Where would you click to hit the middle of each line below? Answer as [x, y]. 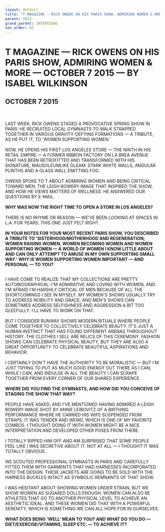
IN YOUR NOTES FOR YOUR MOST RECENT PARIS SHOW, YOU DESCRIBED [82, 233]
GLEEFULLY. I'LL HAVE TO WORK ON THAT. [50, 311]
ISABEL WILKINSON [46, 83]
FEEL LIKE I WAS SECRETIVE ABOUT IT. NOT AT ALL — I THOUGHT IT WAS [82, 446]
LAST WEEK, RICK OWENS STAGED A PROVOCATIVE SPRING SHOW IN [78, 124]
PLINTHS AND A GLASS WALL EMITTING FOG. [53, 171]
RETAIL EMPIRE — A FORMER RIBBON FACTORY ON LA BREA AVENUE [77, 155]
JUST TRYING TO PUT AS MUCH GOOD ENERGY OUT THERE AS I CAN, [78, 368]
